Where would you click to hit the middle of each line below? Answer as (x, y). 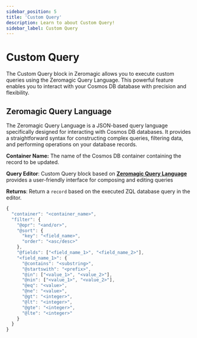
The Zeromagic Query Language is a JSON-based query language (87, 125)
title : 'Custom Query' (34, 17)
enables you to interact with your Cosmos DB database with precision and (96, 86)
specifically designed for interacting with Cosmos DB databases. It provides (98, 132)
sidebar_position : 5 (32, 12)
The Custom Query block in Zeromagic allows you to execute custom (90, 74)
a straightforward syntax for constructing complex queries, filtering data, (95, 138)
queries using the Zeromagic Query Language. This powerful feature (90, 80)
